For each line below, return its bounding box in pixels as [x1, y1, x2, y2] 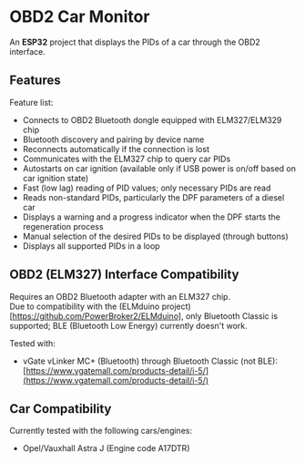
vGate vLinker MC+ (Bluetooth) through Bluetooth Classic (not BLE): [22, 355, 278, 366]
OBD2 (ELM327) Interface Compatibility [9, 267, 239, 283]
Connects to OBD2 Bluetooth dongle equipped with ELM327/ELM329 [22, 114, 282, 125]
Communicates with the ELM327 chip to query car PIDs [22, 153, 231, 164]
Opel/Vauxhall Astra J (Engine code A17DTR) [22, 443, 190, 454]
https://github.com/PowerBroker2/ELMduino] [12, 310, 182, 321]
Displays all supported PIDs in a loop [22, 240, 161, 252]
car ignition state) [22, 172, 89, 183]
